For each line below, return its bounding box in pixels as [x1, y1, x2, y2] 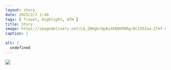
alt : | [5, 41, 19, 46]
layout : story [5, 7, 36, 13]
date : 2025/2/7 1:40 [5, 12, 49, 17]
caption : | [5, 31, 28, 36]
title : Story [5, 21, 33, 27]
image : [5, 26, 19, 31]
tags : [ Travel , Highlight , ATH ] [5, 17, 79, 22]
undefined [10, 45, 31, 50]
